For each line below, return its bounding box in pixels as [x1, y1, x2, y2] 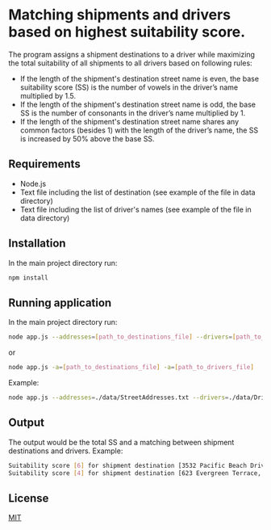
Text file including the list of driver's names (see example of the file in [19, 204, 252, 214]
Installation [8, 237, 66, 250]
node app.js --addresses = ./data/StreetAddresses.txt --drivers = [8, 393, 229, 402]
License [8, 491, 49, 505]
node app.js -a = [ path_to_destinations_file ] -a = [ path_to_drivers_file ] [8, 364, 254, 372]
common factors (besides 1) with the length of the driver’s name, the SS [19, 125, 259, 135]
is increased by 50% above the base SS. [19, 133, 155, 143]
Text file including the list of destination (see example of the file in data [19, 187, 256, 197]
